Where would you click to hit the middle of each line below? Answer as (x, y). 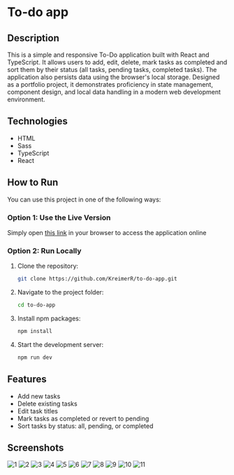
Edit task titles (37, 411)
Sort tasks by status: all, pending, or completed (85, 426)
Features (27, 380)
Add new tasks (39, 396)
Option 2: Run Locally (44, 250)
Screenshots (36, 447)
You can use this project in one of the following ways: (84, 199)
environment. (26, 99)
